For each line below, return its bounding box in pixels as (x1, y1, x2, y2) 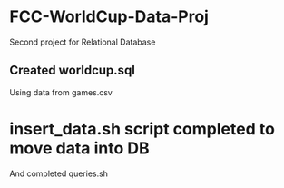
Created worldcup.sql (9, 63, 136, 78)
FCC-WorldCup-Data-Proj (9, 6, 209, 27)
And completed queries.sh (9, 168, 109, 179)
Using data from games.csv (9, 86, 113, 97)
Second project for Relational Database (9, 36, 156, 47)
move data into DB (9, 138, 150, 158)
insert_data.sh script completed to (9, 118, 275, 139)
